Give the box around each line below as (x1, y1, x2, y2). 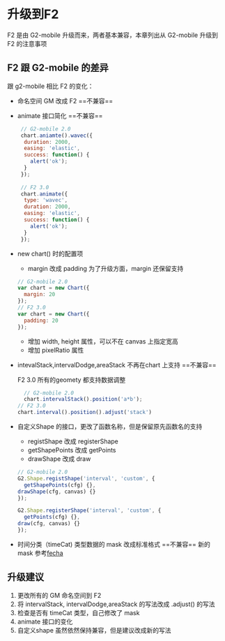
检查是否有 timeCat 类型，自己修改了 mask (17, 608, 140, 617)
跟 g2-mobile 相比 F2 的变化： (7, 82, 94, 90)
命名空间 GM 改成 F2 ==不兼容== (17, 96, 114, 105)
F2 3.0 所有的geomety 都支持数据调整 (17, 375, 126, 384)
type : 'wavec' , (24, 197, 68, 204)
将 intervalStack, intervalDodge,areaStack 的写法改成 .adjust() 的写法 (17, 600, 215, 608)
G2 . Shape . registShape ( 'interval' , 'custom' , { (17, 475, 155, 482)
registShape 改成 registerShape (27, 437, 118, 445)
